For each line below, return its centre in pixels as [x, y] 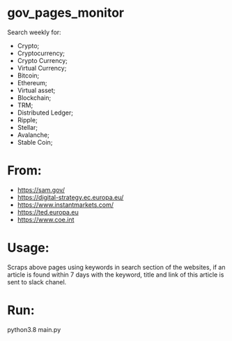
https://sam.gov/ [41, 189]
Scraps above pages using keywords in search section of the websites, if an [116, 267]
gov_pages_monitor [66, 13]
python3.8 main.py [34, 329]
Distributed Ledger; [45, 113]
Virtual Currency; [42, 68]
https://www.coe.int [46, 219]
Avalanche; [33, 135]
